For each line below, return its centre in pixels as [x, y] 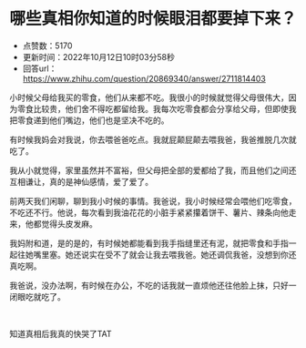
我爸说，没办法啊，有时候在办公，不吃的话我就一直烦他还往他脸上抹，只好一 [153, 285]
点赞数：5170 [47, 46]
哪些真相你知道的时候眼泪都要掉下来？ [153, 19]
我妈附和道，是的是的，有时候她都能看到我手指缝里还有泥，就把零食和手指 [149, 243]
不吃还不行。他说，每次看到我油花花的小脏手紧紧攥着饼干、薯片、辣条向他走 [153, 212]
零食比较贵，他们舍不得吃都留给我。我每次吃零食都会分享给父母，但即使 [153, 108]
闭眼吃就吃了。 [37, 296]
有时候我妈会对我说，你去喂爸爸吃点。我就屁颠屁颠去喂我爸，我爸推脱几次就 [153, 139]
